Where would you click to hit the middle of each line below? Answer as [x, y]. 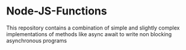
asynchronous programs [37, 40]
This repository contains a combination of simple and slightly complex [93, 28]
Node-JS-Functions [57, 11]
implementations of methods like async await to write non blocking [89, 34]
